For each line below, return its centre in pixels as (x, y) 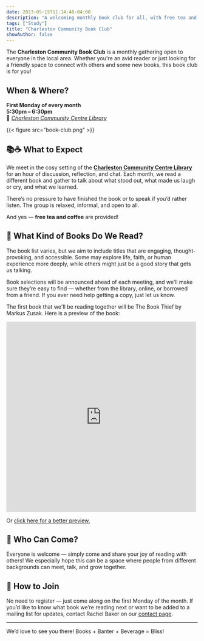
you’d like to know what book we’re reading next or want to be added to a (98, 608)
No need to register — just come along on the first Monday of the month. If (100, 601)
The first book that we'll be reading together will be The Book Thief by (94, 306)
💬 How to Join (33, 586)
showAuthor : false (29, 35)
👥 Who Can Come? (42, 539)
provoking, (20, 257)
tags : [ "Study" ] (27, 23)
